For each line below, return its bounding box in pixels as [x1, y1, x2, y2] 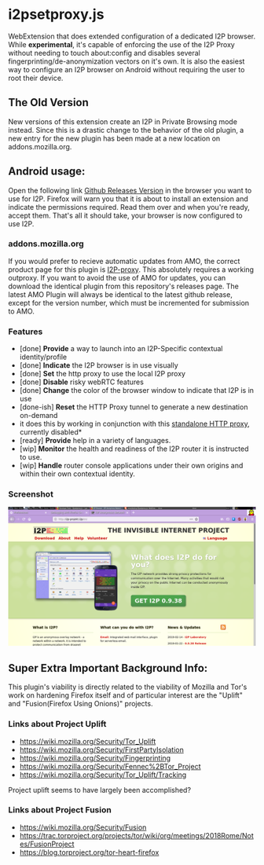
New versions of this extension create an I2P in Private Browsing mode [8, 116, 238, 126]
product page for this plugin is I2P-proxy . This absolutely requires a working [8, 265, 254, 274]
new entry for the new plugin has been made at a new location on [8, 134, 221, 143]
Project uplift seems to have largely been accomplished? [8, 785, 191, 794]
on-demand [19, 411, 58, 420]
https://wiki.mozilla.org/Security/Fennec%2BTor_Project [19, 761, 201, 771]
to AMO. [8, 306, 35, 316]
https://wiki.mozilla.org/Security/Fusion [19, 823, 147, 832]
